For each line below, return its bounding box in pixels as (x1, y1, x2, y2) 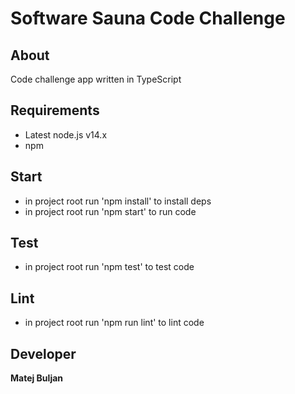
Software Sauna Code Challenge (10, 7, 286, 30)
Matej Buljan (10, 372, 64, 384)
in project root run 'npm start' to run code (24, 205, 197, 217)
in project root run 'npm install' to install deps (24, 195, 212, 207)
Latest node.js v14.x (24, 128, 108, 141)
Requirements (10, 102, 100, 119)
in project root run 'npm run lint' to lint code (24, 317, 205, 329)
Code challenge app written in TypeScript (10, 73, 182, 85)
